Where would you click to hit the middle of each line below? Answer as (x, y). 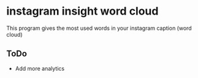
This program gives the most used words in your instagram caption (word (99, 28)
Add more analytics (40, 68)
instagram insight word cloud (82, 11)
